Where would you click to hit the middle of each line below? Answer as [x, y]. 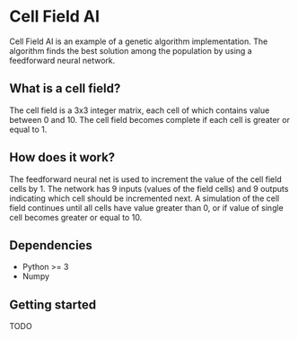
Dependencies [51, 245]
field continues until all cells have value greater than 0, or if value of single [147, 207]
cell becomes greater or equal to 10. [76, 217]
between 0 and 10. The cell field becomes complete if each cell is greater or [149, 119]
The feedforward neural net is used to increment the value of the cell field [145, 179]
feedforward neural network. [62, 60]
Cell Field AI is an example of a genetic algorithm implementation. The [139, 41]
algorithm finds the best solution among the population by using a [131, 50]
